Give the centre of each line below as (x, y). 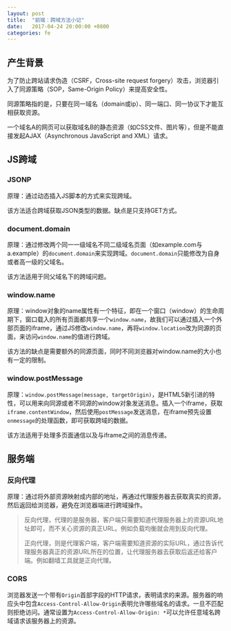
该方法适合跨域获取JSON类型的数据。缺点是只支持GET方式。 (94, 210)
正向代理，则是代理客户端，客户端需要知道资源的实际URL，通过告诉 (121, 543)
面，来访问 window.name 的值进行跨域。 (60, 337)
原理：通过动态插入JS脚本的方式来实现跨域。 (71, 196)
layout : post (26, 13)
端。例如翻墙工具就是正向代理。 (69, 561)
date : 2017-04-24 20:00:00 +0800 (58, 26)
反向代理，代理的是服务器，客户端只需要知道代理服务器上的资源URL (121, 520)
